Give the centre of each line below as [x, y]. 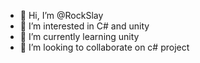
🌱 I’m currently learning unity [79, 36]
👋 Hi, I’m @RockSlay [61, 15]
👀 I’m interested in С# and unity [84, 26]
